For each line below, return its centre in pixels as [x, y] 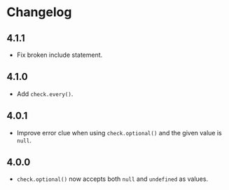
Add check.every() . [45, 94]
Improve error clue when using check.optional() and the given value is [119, 133]
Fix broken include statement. [60, 55]
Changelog [39, 12]
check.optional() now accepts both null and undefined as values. [112, 179]
